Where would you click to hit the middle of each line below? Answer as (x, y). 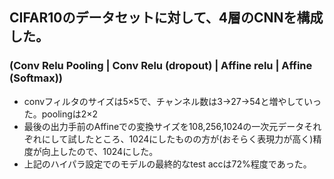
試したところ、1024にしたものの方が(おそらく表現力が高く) (190, 139)
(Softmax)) (36, 78)
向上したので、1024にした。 (100, 151)
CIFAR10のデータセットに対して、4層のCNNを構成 (166, 18)
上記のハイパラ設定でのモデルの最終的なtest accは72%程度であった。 (167, 164)
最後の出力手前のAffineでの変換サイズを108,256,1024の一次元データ (164, 126)
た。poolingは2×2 (61, 114)
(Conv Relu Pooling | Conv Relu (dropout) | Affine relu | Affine (161, 66)
